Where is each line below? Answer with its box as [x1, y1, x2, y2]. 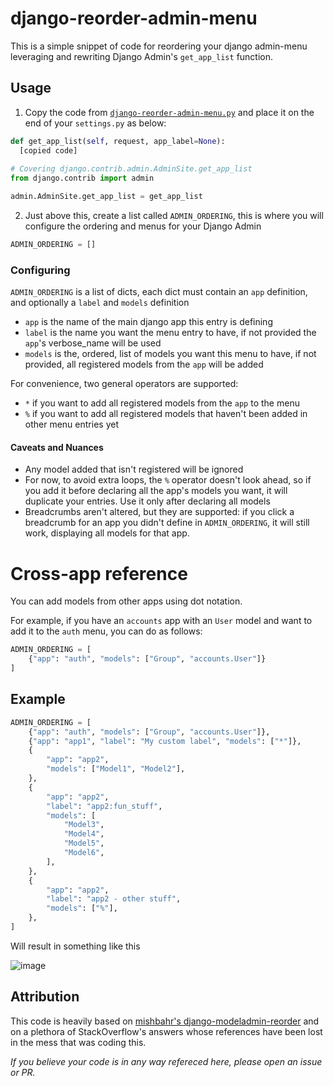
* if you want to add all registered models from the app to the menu [24, 397, 300, 409]
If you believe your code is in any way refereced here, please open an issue [10, 1055, 323, 1067]
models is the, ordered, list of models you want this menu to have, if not [24, 348, 317, 360]
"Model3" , [63, 820, 105, 830]
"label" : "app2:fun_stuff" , [46, 801, 163, 811]
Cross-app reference [10, 562, 188, 585]
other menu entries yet [24, 418, 119, 431]
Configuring [10, 263, 71, 277]
